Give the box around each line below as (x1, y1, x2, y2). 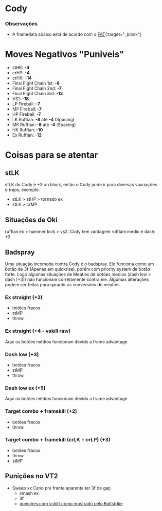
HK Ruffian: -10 (12, 127, 43, 133)
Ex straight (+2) (5, 294, 43, 300)
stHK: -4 (12, 64, 30, 71)
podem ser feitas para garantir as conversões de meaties (5, 282, 120, 288)
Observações (5, 21, 38, 27)
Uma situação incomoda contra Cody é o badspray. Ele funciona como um (5, 261, 154, 267)
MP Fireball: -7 (12, 106, 42, 112)
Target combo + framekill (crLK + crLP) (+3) (5, 436, 110, 443)
